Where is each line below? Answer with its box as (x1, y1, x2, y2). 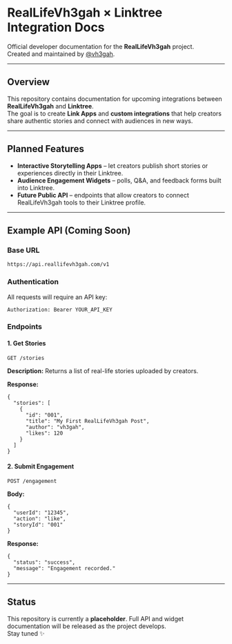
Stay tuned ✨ (7, 629, 45, 637)
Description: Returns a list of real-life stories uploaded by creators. (7, 366, 199, 375)
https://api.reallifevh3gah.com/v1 (7, 261, 110, 268)
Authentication (7, 277, 59, 287)
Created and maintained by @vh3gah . (7, 50, 115, 58)
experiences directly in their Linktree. (17, 169, 124, 177)
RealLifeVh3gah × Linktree (7, 5, 163, 21)
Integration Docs (7, 19, 105, 35)
